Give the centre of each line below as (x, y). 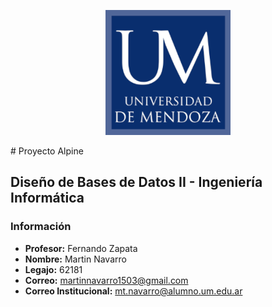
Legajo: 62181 (53, 269)
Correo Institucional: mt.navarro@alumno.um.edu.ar (133, 291)
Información (41, 227)
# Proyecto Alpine (47, 151)
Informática (47, 198)
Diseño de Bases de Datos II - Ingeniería (136, 182)
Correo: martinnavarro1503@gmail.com (106, 280)
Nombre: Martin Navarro (75, 259)
